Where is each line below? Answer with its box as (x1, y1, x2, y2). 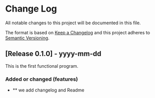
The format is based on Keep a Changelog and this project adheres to (5, 29, 150, 35)
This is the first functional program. (5, 63, 79, 69)
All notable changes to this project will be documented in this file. (5, 20, 141, 26)
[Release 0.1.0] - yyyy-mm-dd (5, 50, 101, 58)
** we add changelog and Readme (12, 87, 85, 93)
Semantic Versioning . (5, 35, 49, 41)
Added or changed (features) (5, 75, 78, 82)
